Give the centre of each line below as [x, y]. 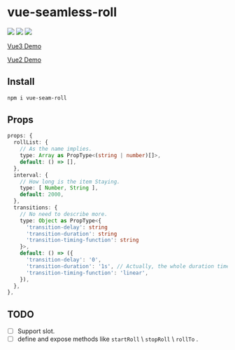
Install [21, 82]
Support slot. [36, 331]
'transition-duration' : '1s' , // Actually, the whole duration [120, 266]
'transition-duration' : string [71, 234]
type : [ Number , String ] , [59, 188]
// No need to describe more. [64, 214]
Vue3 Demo [24, 46]
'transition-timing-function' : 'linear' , [87, 273]
